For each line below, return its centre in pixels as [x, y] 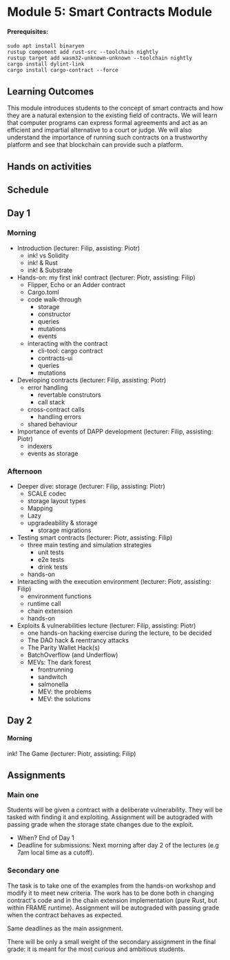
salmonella [53, 684]
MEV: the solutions [64, 698]
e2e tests [51, 559]
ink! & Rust [43, 262]
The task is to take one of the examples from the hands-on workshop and [111, 885]
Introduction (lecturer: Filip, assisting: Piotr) [79, 248]
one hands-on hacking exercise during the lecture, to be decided [119, 633]
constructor [54, 314]
